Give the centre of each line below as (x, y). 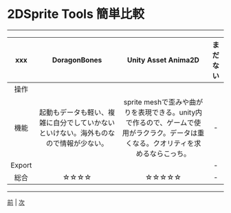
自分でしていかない (84, 122)
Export (21, 165)
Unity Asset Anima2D (163, 60)
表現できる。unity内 (170, 112)
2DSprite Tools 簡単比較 (76, 14)
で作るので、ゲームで (160, 122)
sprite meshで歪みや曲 (160, 102)
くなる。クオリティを (160, 143)
